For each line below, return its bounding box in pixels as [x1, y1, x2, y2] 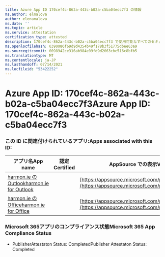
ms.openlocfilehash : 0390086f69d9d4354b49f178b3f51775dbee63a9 [5, 44, 137, 49]
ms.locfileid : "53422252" [5, 67, 58, 72]
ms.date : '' [5, 21, 29, 26]
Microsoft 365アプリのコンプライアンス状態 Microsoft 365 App [5, 224, 156, 230]
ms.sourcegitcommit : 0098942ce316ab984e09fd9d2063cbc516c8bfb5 [5, 48, 137, 53]
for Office [7, 208, 30, 215]
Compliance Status [5, 230, 52, 237]
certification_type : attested [5, 35, 67, 40]
